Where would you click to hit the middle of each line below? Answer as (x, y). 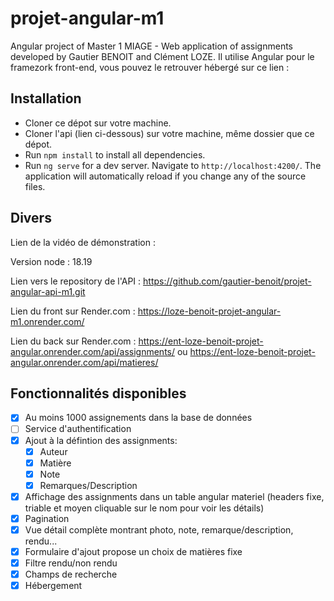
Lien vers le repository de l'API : (76, 281)
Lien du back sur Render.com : (73, 341)
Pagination (47, 518)
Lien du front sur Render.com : (73, 311)
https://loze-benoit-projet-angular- (209, 311)
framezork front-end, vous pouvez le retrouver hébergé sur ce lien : (150, 67)
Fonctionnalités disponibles (98, 393)
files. (35, 186)
